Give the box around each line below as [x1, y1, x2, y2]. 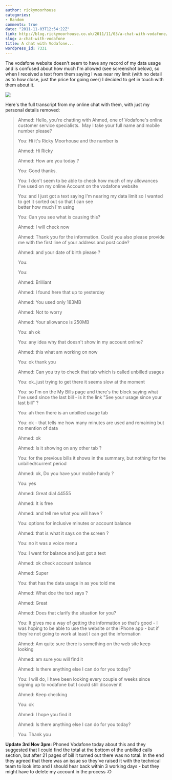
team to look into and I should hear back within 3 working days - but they [5, 763, 160, 769]
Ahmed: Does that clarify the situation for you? [17, 610, 116, 616]
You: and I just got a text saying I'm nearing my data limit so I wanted [17, 193, 163, 199]
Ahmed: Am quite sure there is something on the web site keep [17, 641, 151, 647]
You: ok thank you [17, 358, 56, 365]
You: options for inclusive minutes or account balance [17, 520, 132, 526]
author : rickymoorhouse [5, 7, 56, 13]
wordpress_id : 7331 [5, 46, 47, 51]
